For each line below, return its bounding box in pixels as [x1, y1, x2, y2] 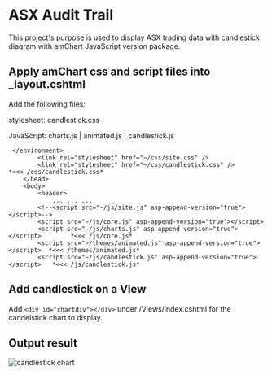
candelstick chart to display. [8, 312, 103, 322]
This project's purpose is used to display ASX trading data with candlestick [8, 33, 261, 42]
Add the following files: [8, 99, 86, 109]
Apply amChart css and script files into [8, 65, 211, 79]
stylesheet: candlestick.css [8, 115, 100, 124]
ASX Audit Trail [8, 6, 114, 24]
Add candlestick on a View [8, 282, 147, 296]
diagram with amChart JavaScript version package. [8, 41, 181, 50]
